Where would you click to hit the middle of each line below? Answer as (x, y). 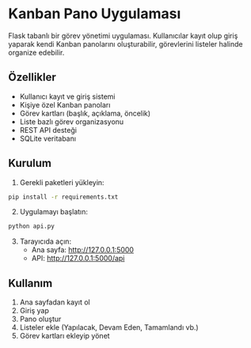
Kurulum (30, 163)
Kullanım (30, 283)
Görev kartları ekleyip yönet (65, 336)
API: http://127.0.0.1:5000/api (78, 259)
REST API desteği (48, 130)
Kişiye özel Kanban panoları (65, 104)
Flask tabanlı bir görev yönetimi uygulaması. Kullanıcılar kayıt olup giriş (123, 36)
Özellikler (32, 77)
